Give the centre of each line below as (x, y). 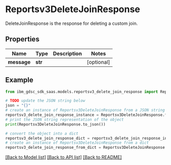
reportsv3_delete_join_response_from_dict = (53, 148)
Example (19, 80)
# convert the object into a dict (42, 133)
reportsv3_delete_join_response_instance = (52, 115)
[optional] (98, 62)
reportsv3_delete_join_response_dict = (48, 138)
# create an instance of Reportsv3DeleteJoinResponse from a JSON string (85, 110)
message (19, 62)
